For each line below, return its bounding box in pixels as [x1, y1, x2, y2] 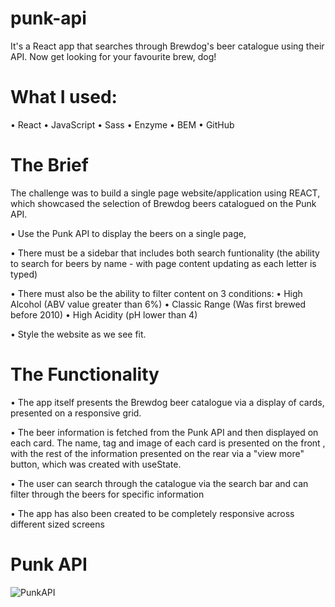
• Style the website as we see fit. [10, 328, 147, 340]
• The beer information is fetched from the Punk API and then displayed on [10, 426, 319, 438]
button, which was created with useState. [10, 458, 182, 470]
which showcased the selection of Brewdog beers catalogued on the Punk [10, 197, 317, 209]
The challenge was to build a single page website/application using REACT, [10, 187, 321, 199]
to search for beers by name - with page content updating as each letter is [10, 257, 317, 269]
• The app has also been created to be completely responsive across [10, 507, 295, 519]
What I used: [10, 86, 118, 109]
